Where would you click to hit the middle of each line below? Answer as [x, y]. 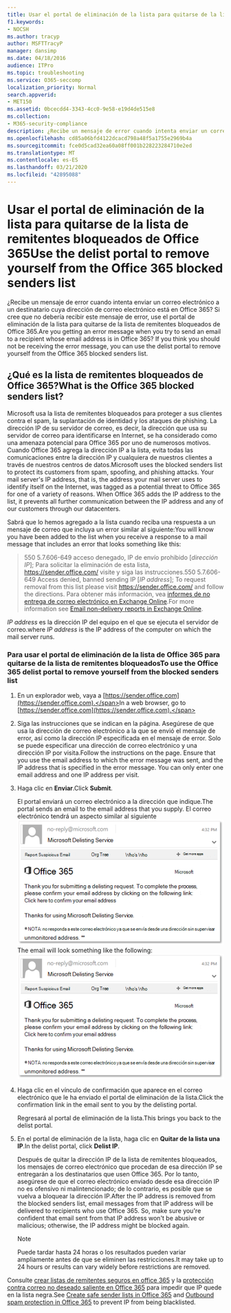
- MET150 [20, 102]
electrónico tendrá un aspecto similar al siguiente [87, 816]
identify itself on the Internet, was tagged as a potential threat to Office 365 [114, 486]
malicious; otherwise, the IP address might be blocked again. [103, 1225]
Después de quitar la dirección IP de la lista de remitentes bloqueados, [117, 1160]
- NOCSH [18, 29]
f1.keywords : [26, 22]
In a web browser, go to [153, 702]
